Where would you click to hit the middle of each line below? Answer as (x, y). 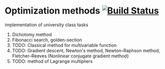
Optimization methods (52, 11)
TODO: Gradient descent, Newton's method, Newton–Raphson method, (86, 50)
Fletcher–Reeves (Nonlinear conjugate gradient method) (70, 56)
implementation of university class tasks (47, 25)
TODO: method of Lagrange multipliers (52, 61)
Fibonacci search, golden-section (47, 40)
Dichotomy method (32, 34)
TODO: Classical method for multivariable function (64, 45)
